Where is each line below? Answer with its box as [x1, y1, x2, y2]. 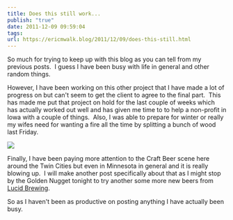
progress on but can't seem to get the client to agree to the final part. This [7, 91, 221, 100]
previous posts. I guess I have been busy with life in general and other [7, 63, 210, 71]
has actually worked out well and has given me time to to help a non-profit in [7, 106, 227, 114]
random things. [7, 70, 51, 79]
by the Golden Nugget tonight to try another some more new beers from [7, 177, 214, 185]
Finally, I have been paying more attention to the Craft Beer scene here [7, 155, 210, 163]
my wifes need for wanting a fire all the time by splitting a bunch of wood [7, 120, 216, 129]
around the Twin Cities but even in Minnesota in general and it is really [7, 162, 209, 171]
